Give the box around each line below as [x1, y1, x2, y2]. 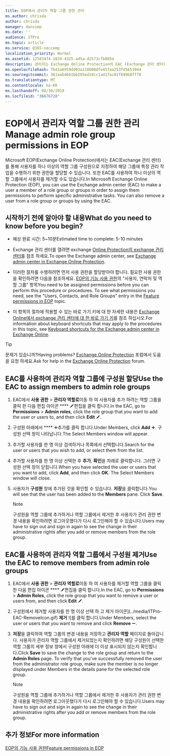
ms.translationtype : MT [5, 77, 56, 83]
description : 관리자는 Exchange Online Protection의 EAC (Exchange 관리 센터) [5, 61, 166, 67]
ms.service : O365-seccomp [5, 46, 60, 51]
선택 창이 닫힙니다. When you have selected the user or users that [22, 464, 156, 470]
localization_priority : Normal [5, 51, 71, 56]
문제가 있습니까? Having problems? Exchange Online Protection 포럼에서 [5, 352, 152, 358]
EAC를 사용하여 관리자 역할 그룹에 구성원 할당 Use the [5, 374, 163, 383]
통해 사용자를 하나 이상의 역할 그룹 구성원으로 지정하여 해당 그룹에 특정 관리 [10, 163, 159, 169]
